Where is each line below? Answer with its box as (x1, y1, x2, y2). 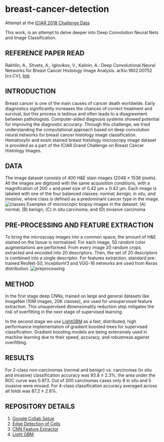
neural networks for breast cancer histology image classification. (5, 132, 137, 138)
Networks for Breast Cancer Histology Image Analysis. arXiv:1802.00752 (5, 67, 153, 73)
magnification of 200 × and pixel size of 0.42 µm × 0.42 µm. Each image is (5, 186, 157, 192)
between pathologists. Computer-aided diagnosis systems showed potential (5, 116, 160, 122)
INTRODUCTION (5, 87, 56, 96)
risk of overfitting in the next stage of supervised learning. (5, 309, 123, 315)
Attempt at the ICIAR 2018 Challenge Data (5, 20, 90, 26)
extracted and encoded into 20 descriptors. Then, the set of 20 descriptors (5, 250, 158, 256)
